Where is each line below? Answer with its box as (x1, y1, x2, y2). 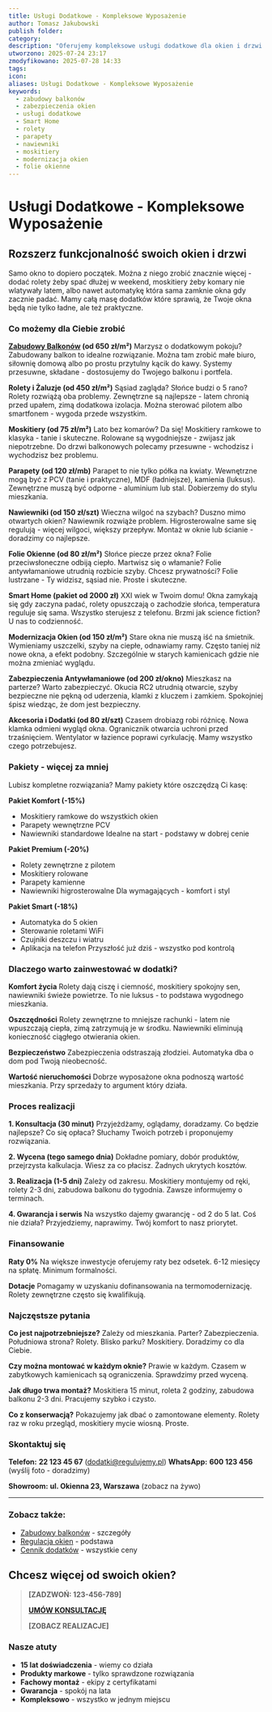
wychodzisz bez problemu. (8, 451, 99, 460)
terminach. (8, 1193, 45, 1204)
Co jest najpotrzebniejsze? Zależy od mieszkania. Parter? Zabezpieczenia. (8, 1328, 259, 1337)
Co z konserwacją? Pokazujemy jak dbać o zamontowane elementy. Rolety (8, 1410, 260, 1419)
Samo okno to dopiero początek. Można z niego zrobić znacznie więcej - (8, 268, 253, 278)
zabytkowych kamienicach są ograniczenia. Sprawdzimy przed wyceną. (8, 1369, 249, 1379)
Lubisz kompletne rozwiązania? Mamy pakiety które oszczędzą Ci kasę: (8, 780, 249, 790)
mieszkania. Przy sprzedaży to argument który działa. (8, 1081, 188, 1090)
